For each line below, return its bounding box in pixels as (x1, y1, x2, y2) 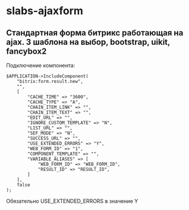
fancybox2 (6, 46, 47, 56)
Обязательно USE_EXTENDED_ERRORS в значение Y (6, 198, 138, 205)
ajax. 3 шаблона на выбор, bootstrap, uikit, (6, 37, 171, 47)
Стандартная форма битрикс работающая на (6, 28, 184, 38)
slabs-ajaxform (6, 4, 84, 18)
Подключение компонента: (6, 62, 75, 69)
